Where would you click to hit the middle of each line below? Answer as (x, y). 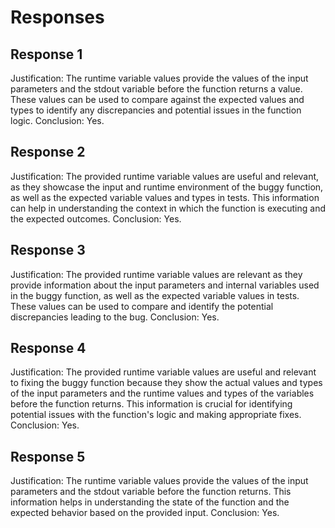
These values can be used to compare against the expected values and (157, 99)
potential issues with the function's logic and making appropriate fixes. (156, 415)
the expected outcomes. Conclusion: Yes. (96, 218)
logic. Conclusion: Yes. (57, 120)
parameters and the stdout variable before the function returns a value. (156, 89)
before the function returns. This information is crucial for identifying (151, 404)
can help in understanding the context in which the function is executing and (168, 208)
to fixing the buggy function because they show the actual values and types (166, 383)
